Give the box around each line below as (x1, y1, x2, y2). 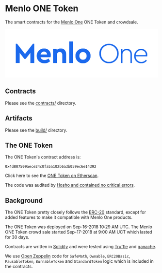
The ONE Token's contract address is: (5, 154, 81, 160)
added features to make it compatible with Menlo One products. (5, 214, 132, 220)
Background (5, 196, 43, 205)
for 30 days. (5, 234, 30, 240)
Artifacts (5, 114, 32, 122)
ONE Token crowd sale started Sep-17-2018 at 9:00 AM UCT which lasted (5, 229, 152, 235)
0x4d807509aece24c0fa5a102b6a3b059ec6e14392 (5, 164, 97, 169)
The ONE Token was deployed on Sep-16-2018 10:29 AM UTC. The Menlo (5, 224, 153, 230)
